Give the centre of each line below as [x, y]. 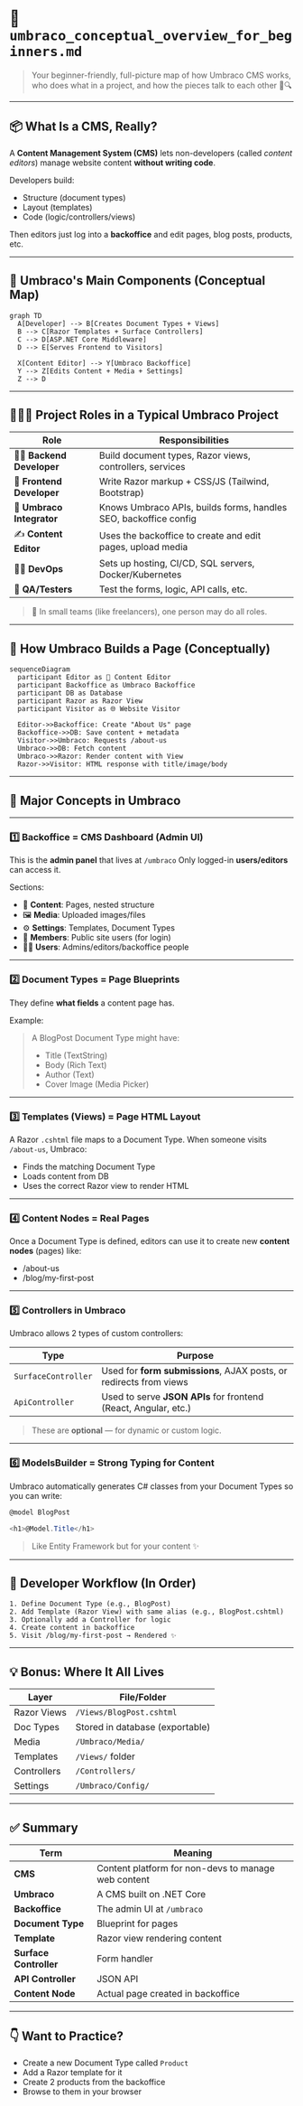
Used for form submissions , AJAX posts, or [194, 1371]
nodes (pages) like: [46, 1251]
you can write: [36, 1495]
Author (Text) [69, 1074]
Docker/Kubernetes [140, 575]
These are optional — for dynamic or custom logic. [126, 1430]
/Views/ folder [105, 1756]
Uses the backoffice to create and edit [180, 535]
